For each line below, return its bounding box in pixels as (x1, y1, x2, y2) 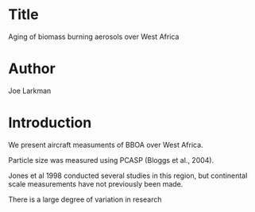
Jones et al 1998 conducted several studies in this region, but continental (8, 171, 248, 180)
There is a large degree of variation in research (8, 195, 162, 204)
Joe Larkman (8, 86, 52, 95)
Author (8, 60, 56, 78)
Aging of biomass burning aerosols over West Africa (8, 32, 180, 41)
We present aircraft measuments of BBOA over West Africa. (8, 140, 204, 149)
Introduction (8, 114, 92, 132)
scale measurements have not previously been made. (8, 179, 184, 188)
